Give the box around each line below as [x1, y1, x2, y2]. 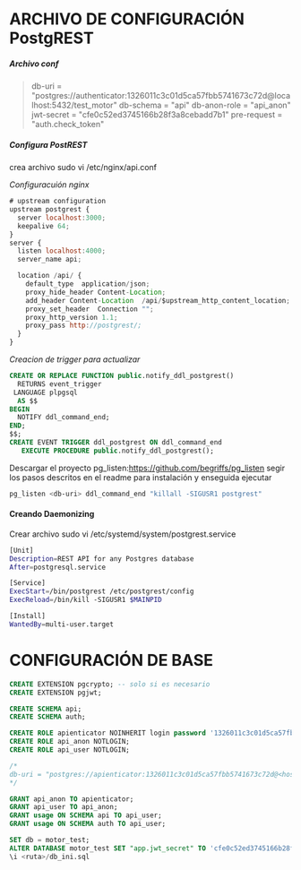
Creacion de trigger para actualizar [9, 354, 141, 365]
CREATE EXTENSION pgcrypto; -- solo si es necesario [9, 679, 211, 689]
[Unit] [9, 546, 34, 555]
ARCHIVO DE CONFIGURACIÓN [9, 9, 245, 30]
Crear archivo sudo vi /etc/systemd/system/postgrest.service [9, 529, 236, 539]
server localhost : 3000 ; [17, 213, 106, 222]
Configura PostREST [9, 139, 88, 150]
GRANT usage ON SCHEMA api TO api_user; [9, 811, 163, 820]
